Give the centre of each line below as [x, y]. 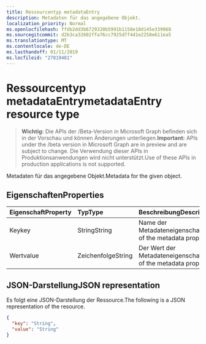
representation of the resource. [46, 307]
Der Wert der [157, 248]
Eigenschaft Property [40, 213]
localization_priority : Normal [46, 23]
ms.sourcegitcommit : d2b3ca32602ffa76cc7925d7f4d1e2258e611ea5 [89, 35]
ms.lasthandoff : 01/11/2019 [42, 52]
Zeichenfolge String [105, 256]
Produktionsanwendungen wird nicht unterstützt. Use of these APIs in [109, 157]
